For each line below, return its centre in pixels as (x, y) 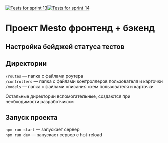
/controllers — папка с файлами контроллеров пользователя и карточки (84, 81)
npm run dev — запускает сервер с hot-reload (54, 135)
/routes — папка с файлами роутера (45, 76)
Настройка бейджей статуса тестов (65, 47)
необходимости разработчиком (39, 102)
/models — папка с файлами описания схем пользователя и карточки (79, 87)
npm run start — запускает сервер (43, 130)
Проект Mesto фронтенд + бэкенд (80, 28)
